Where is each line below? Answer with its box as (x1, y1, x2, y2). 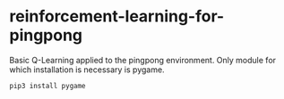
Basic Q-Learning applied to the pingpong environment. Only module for (9, 54, 276, 65)
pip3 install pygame (9, 81, 87, 90)
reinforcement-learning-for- (9, 6, 225, 27)
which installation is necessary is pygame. (9, 64, 165, 75)
